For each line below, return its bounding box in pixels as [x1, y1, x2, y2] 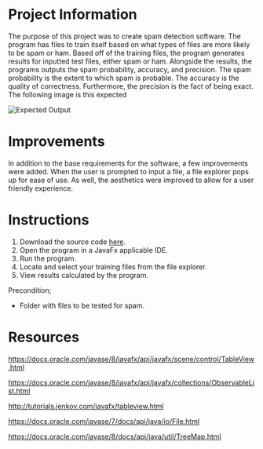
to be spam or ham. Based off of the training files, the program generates [8, 48, 245, 57]
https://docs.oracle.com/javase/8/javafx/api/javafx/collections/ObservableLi [8, 378, 255, 387]
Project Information [8, 5, 137, 24]
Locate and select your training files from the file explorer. [19, 261, 207, 272]
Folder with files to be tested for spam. [19, 301, 145, 310]
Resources [8, 328, 80, 346]
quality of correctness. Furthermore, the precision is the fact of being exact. [8, 81, 254, 91]
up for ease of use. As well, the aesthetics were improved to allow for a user [8, 175, 254, 184]
